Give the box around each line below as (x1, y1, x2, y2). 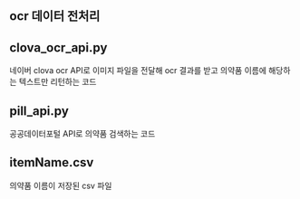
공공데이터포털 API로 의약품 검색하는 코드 (9, 128, 156, 139)
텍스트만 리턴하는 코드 (18, 76, 97, 88)
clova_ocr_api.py (9, 40, 108, 55)
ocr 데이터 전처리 (9, 8, 101, 24)
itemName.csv (9, 155, 94, 170)
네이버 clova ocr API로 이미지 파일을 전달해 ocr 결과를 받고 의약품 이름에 (9, 65, 267, 76)
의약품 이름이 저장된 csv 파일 (9, 180, 112, 191)
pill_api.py (9, 103, 70, 118)
